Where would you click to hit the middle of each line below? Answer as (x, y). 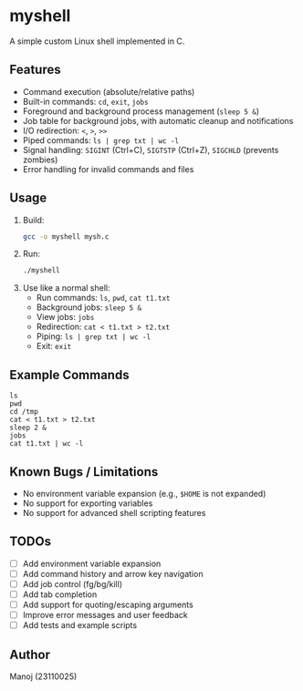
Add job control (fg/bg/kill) (73, 583)
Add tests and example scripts (80, 625)
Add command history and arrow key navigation (113, 573)
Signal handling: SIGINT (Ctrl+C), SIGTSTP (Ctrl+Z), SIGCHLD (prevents (151, 150)
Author (30, 654)
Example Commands (69, 375)
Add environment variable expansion (92, 563)
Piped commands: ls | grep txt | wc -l (101, 140)
